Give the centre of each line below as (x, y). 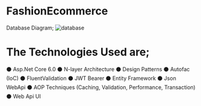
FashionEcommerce (57, 11)
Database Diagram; (30, 28)
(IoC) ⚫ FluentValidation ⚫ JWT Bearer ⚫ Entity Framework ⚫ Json (91, 78)
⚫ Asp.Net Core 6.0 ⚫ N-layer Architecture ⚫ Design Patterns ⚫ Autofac (98, 69)
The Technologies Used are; (78, 52)
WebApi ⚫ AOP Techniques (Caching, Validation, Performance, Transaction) (101, 87)
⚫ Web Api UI (23, 96)
